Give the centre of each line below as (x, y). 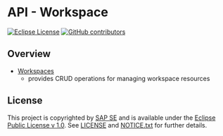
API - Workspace (58, 12)
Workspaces (36, 70)
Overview (29, 54)
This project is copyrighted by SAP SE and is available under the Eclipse (111, 118)
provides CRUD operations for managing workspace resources (119, 78)
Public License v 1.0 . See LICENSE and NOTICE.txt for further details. (107, 125)
